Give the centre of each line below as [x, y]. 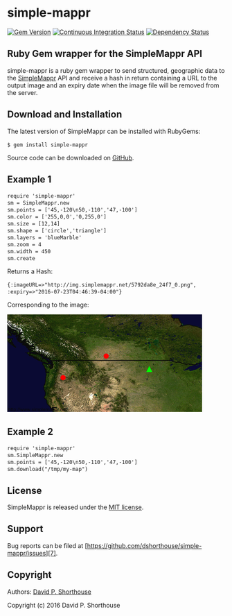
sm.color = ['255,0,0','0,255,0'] [57, 217]
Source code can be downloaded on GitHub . [71, 157]
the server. [23, 92]
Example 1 [29, 179]
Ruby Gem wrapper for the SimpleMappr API [105, 54]
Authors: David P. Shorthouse [50, 592]
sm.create [21, 259]
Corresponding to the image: [48, 305]
